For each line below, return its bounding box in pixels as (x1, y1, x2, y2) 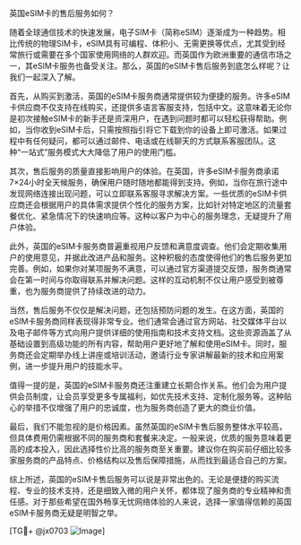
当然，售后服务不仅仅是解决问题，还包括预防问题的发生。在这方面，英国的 (9, 305, 284, 316)
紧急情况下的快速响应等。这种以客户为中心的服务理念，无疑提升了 (39, 211, 284, 221)
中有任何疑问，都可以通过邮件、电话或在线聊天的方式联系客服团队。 (16, 135, 269, 146)
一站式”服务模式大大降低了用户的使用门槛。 (21, 147, 182, 157)
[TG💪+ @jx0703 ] (9, 525, 106, 536)
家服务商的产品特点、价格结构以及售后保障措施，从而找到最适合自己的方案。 (9, 455, 292, 465)
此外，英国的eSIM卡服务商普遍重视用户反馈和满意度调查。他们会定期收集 (9, 241, 279, 251)
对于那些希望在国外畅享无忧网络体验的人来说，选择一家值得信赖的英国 (32, 497, 292, 506)
